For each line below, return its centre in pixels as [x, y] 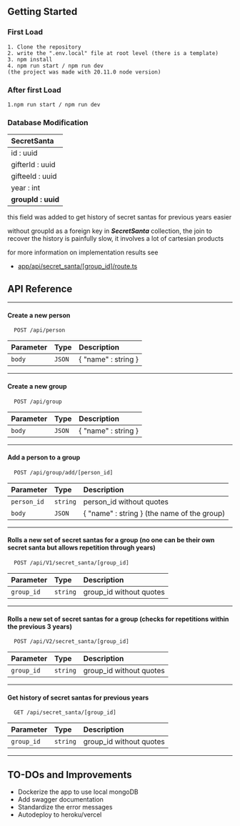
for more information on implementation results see [83, 252]
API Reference [40, 289]
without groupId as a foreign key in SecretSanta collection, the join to [110, 231]
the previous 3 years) [40, 626]
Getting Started [42, 12]
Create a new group [37, 386]
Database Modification [48, 122]
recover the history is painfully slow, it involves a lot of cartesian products [115, 239]
